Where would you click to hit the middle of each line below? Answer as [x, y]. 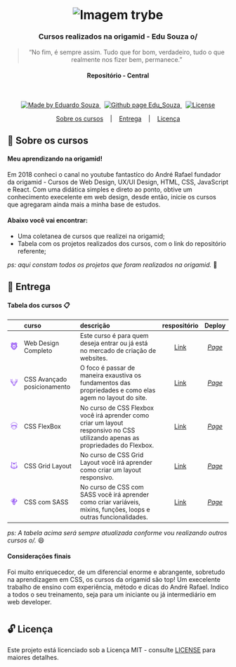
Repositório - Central [118, 75]
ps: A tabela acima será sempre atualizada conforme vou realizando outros [117, 532]
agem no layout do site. [113, 398]
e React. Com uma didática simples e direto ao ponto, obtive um [100, 189]
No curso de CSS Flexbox [117, 408]
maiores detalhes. [33, 657]
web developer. [30, 601]
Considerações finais [39, 556]
